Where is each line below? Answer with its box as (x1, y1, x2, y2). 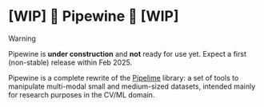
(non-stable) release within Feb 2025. (8, 57, 133, 67)
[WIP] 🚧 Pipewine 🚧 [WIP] (8, 7, 179, 26)
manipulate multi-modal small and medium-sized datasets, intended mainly (8, 81, 256, 91)
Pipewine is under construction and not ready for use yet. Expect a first (8, 49, 246, 58)
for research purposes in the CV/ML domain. (8, 89, 155, 99)
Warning (8, 34, 36, 43)
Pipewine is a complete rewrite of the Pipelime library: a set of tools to (8, 73, 239, 82)
